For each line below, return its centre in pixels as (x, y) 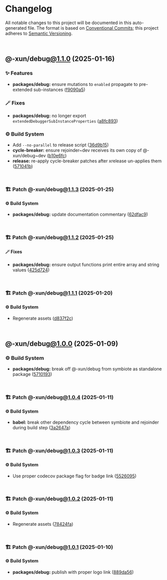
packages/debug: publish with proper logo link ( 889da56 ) (73, 572)
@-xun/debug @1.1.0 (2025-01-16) (60, 59)
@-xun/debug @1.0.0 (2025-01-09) (62, 344)
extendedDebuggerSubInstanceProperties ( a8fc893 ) (65, 121)
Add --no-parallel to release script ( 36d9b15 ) (61, 145)
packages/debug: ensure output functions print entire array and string (86, 265)
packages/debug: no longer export (49, 116)
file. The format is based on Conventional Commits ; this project (93, 28)
